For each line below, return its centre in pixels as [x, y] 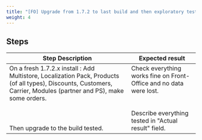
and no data [167, 83]
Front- [181, 76]
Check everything [156, 68]
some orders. [28, 98]
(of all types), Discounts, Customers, [61, 83]
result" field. [148, 128]
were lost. [145, 91]
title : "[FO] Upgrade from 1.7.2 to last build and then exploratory [95, 12]
